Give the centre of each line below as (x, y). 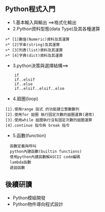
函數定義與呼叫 (23, 146)
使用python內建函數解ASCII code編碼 (45, 157)
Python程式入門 (30, 9)
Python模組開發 (29, 198)
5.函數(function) (29, 135)
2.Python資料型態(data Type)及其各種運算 (56, 28)
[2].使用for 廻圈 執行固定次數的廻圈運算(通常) (50, 114)
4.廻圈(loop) (25, 99)
